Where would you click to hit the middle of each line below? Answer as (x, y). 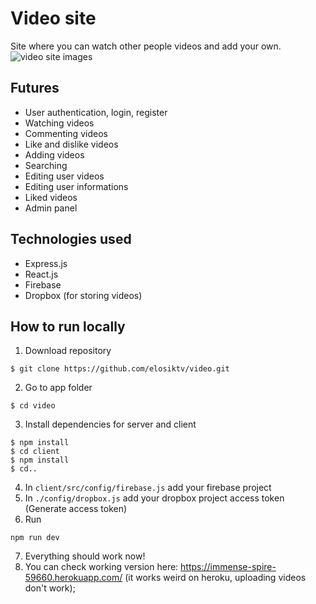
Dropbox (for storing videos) (83, 295)
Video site (53, 18)
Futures (35, 88)
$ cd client (35, 452)
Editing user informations (76, 186)
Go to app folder (58, 388)
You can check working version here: (101, 567)
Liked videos (51, 197)
